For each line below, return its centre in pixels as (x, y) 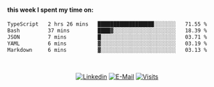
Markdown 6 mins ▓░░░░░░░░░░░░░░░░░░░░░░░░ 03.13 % (107, 50)
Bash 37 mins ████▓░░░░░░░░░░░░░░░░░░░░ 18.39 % (107, 31)
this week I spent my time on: (51, 10)
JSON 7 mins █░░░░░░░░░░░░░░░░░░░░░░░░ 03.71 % (107, 37)
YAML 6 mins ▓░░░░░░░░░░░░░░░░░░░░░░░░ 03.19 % (107, 43)
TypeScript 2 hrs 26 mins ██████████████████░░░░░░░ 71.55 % (107, 24)
